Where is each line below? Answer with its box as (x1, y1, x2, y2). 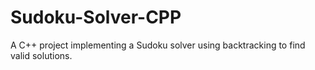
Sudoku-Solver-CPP (10, 6, 182, 29)
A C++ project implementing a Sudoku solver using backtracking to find (10, 39, 306, 51)
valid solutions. (10, 49, 73, 61)
